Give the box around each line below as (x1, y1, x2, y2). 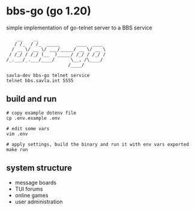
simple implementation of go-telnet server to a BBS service (6, 24, 152, 31)
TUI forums (14, 185, 43, 193)
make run (6, 146, 28, 152)
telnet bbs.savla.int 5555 (6, 77, 74, 83)
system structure (6, 163, 73, 173)
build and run (6, 94, 57, 104)
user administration (14, 198, 63, 205)
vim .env (6, 131, 28, 137)
